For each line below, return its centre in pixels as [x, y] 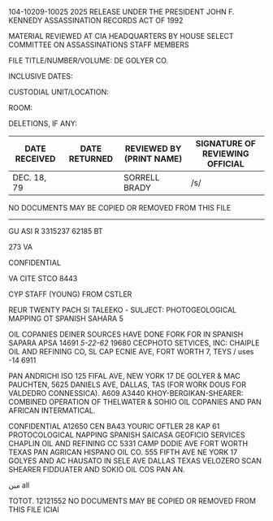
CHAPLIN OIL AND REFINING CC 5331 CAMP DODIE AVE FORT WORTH [128, 443]
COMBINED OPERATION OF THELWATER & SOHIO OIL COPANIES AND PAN [135, 402]
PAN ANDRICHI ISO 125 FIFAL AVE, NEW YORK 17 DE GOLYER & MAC [124, 376]
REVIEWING [225, 154]
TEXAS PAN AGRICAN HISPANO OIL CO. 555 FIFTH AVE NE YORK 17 [123, 452]
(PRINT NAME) [154, 159]
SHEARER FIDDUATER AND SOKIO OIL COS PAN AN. [97, 469]
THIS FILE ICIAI [34, 510]
